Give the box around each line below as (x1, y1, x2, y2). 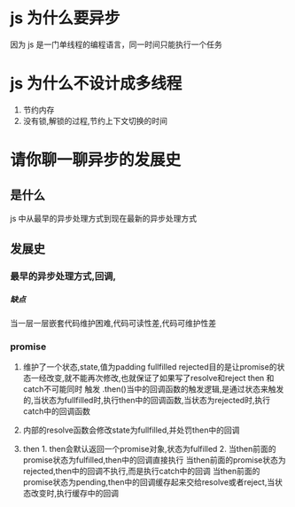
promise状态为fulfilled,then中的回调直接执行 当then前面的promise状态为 (22, 455, 286, 465)
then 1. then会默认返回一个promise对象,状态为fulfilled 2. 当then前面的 (22, 444, 276, 455)
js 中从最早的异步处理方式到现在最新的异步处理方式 (10, 213, 198, 223)
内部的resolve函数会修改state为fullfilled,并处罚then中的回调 (22, 425, 240, 435)
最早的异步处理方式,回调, (10, 270, 116, 283)
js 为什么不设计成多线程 (10, 74, 182, 94)
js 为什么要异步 (10, 8, 120, 28)
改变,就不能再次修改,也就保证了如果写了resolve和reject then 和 (46, 373, 275, 384)
